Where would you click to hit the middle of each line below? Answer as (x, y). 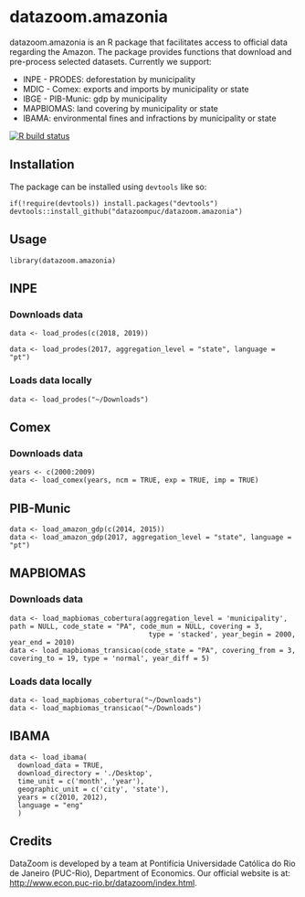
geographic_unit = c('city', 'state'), (94, 789)
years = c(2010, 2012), (63, 797)
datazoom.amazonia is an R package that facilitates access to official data (148, 42)
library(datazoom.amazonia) (63, 261)
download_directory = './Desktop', (85, 773)
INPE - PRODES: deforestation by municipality (109, 79)
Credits (31, 842)
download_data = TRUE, (61, 765)
